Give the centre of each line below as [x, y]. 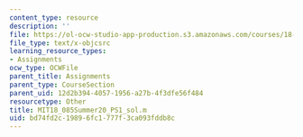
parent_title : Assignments [60, 77]
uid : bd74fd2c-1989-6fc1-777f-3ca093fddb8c [92, 118]
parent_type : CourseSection [62, 85]
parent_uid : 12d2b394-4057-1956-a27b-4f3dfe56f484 [106, 93]
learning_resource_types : [58, 51]
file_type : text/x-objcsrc [60, 43]
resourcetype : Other [48, 101]
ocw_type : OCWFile [44, 68]
